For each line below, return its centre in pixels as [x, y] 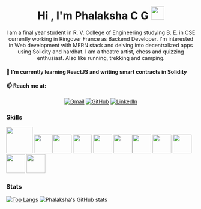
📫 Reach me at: [26, 86]
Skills [14, 117]
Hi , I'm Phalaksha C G [93, 16]
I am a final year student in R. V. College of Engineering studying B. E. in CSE [101, 32]
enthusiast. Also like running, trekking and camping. [101, 58]
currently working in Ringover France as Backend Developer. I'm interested [101, 38]
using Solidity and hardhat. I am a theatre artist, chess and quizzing [101, 52]
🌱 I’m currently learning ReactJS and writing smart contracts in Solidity [97, 71]
